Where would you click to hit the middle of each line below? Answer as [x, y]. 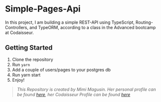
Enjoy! [18, 80]
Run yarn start [26, 75]
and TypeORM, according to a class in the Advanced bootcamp [93, 27]
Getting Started [29, 48]
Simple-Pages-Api [43, 9]
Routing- [144, 22]
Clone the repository [32, 59]
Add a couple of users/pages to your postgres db [61, 70]
